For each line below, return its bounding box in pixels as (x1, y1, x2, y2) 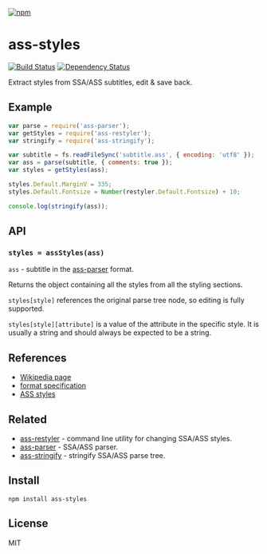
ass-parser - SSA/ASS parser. (19, 442, 118, 452)
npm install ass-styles (8, 495, 88, 503)
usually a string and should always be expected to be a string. (8, 328, 212, 337)
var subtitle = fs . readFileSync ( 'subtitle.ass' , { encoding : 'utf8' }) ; (8, 151, 255, 159)
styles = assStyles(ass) (8, 248, 105, 257)
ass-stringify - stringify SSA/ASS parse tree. (19, 450, 166, 460)
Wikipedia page (19, 373, 72, 382)
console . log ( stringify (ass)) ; (8, 202, 109, 210)
